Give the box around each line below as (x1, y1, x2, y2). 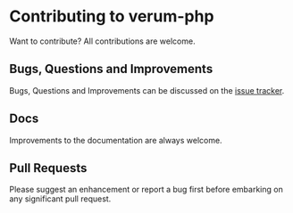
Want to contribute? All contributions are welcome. (9, 36, 196, 46)
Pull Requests (9, 160, 88, 176)
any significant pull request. (9, 193, 112, 204)
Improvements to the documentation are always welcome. (9, 135, 222, 145)
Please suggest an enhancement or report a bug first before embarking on (9, 184, 283, 195)
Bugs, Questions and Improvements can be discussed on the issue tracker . (9, 85, 285, 95)
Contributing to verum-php (9, 6, 214, 27)
